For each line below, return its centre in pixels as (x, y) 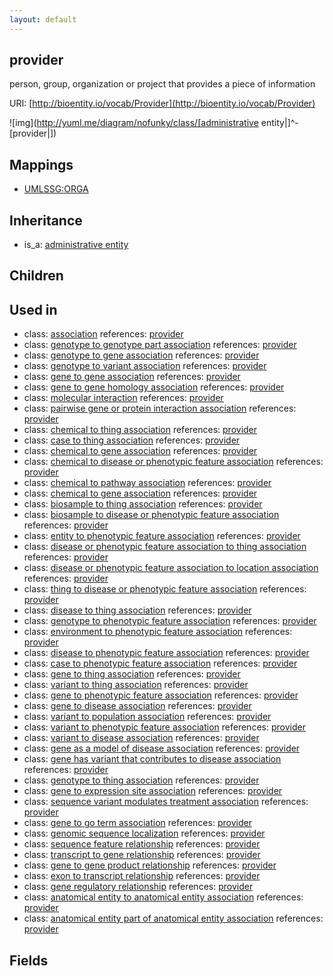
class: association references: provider (103, 334)
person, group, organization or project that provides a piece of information (162, 84)
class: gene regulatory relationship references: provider (138, 887)
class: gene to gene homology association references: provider (154, 387)
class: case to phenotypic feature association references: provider (160, 663)
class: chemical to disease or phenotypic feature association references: (173, 462)
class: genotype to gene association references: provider (141, 355)
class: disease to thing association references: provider (137, 610)
